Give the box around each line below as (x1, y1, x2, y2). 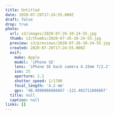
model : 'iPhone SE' (14, 60, 56, 65)
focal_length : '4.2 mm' (14, 83, 65, 88)
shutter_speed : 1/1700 (14, 78, 63, 83)
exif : (10, 50, 22, 55)
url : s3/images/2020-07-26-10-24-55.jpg (10, 31, 97, 36)
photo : (5, 26, 19, 32)
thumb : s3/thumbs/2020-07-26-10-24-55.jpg (10, 36, 101, 41)
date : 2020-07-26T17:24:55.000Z (5, 12, 74, 17)
